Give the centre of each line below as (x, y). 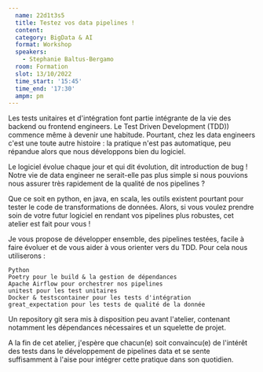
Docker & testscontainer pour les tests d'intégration (100, 298)
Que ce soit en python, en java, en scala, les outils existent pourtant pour (126, 199)
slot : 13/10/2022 (44, 74)
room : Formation (42, 67)
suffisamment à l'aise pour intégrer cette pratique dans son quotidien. (121, 359)
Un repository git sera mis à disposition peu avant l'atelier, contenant (119, 319)
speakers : (31, 52)
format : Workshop (44, 45)
